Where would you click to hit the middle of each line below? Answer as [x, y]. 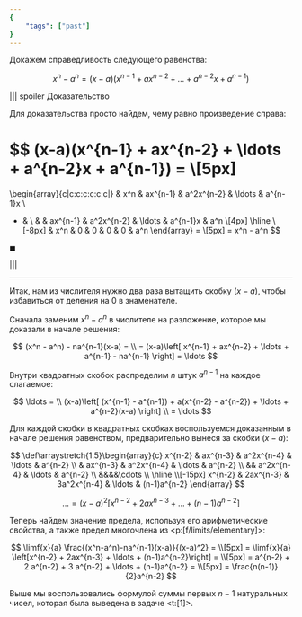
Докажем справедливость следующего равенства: [108, 60]
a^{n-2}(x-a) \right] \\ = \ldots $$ [151, 411]
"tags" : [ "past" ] [58, 26]
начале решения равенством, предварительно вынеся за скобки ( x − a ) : [149, 438]
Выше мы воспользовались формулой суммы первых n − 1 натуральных [148, 593]
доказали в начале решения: [65, 329]
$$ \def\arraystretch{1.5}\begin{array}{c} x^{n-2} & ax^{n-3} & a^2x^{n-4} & [151, 455]
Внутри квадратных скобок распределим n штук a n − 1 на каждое [135, 374]
